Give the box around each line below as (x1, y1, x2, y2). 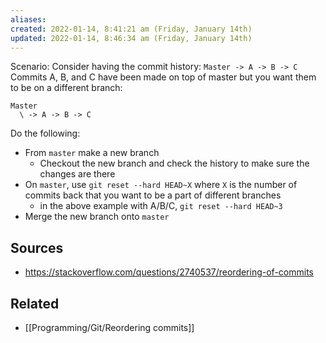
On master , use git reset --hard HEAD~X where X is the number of (24, 179, 298, 191)
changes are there (39, 168, 116, 180)
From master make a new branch (24, 147, 160, 159)
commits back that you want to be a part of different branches (24, 189, 282, 201)
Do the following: (10, 127, 81, 140)
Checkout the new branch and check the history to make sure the (39, 157, 310, 170)
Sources (10, 239, 64, 256)
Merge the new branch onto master (24, 211, 170, 223)
